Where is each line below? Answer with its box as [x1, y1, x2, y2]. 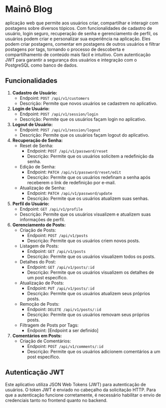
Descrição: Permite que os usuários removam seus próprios [27, 312, 150, 318]
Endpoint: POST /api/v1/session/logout [19, 127, 101, 133]
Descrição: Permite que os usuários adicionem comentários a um [27, 348, 161, 354]
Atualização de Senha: [19, 185, 66, 191]
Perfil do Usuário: [12, 200, 50, 207]
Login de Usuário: [12, 105, 50, 111]
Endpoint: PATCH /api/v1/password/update [27, 190, 112, 196]
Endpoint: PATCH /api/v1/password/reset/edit [27, 169, 121, 175]
